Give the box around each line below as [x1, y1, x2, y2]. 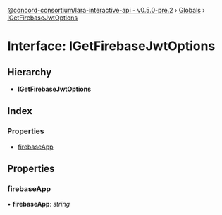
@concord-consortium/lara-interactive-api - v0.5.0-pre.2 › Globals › [7, 6, 206, 14]
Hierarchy [7, 66, 52, 78]
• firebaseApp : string [7, 200, 70, 209]
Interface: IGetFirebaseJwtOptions [7, 38, 216, 54]
